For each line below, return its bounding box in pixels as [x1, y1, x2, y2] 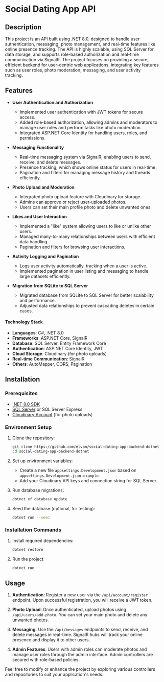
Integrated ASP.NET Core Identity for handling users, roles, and [19, 130, 147, 136]
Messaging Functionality [12, 144, 64, 150]
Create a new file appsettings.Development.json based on [19, 467, 137, 473]
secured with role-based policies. [12, 657, 80, 663]
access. [19, 114, 36, 120]
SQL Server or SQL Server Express [12, 406, 83, 412]
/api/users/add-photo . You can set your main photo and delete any [12, 612, 148, 618]
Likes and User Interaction [12, 213, 67, 219]
